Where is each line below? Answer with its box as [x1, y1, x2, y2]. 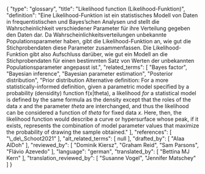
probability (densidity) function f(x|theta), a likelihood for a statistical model [6, 90, 197, 96]
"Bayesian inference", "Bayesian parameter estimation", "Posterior [6, 70, 173, 77]
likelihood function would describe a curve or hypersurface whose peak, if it [6, 115, 199, 123]
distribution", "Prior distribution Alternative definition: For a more [6, 76, 169, 84]
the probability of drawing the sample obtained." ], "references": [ [6, 128, 172, 136]
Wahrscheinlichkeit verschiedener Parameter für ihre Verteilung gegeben [6, 24, 191, 32]
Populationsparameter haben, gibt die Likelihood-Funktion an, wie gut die [6, 38, 192, 45]
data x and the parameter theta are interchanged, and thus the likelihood [6, 103, 189, 109]
